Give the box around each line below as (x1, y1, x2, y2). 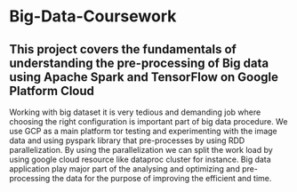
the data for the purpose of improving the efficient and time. (52, 173, 272, 183)
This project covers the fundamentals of (9, 42, 237, 57)
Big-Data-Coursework (9, 6, 177, 27)
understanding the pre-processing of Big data (9, 55, 269, 70)
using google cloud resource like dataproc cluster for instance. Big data (9, 154, 271, 164)
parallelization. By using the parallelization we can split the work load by (9, 145, 273, 155)
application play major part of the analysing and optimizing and (9, 164, 240, 174)
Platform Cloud (9, 83, 95, 99)
